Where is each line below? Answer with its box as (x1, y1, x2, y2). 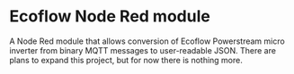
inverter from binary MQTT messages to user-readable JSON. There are (9, 45, 277, 55)
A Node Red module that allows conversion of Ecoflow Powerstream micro (9, 36, 285, 46)
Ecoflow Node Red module (9, 6, 211, 27)
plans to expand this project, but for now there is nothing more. (9, 54, 243, 65)
